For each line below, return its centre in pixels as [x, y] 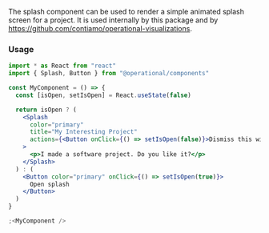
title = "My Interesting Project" [83, 132]
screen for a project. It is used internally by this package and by [113, 20]
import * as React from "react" [62, 66]
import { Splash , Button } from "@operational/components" [109, 74]
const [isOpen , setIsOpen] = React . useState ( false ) [104, 95]
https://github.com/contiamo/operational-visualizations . [100, 28]
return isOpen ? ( [46, 110]
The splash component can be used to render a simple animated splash [126, 12]
